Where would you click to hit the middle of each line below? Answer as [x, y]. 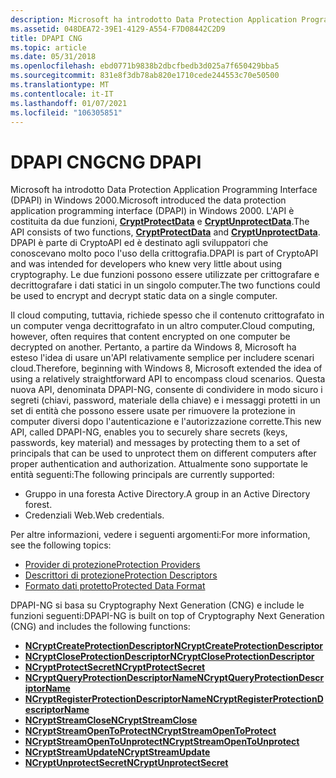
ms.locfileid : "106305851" [66, 112]
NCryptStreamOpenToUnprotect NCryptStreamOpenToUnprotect [162, 742]
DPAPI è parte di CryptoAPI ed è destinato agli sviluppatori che [139, 243]
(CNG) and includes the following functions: [100, 627]
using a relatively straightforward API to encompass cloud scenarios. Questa [168, 379]
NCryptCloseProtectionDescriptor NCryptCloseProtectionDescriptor [169, 657]
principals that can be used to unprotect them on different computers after [163, 453]
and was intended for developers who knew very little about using [146, 264]
